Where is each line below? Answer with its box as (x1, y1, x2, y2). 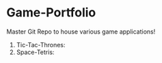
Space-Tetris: (16, 48, 55, 56)
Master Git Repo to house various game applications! (6, 27, 156, 36)
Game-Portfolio (6, 5, 96, 21)
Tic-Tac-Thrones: (16, 40, 66, 49)
